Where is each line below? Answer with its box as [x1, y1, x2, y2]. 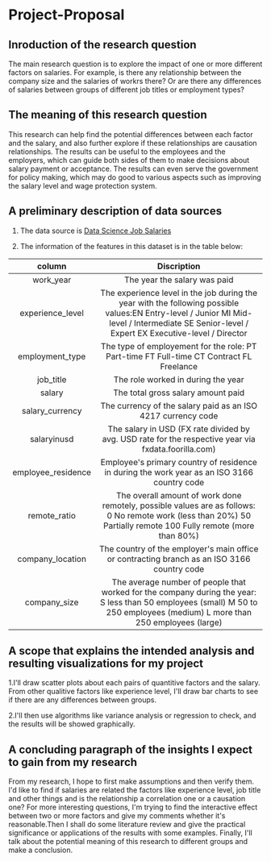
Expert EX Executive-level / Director [110, 327, 248, 339]
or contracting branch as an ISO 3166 [106, 553, 252, 564]
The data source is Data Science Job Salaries [19, 226, 172, 235]
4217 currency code [140, 410, 219, 421]
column [36, 260, 67, 272]
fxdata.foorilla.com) [141, 443, 216, 455]
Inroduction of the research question [8, 38, 197, 52]
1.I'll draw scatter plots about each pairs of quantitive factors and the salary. [8, 678, 261, 688]
